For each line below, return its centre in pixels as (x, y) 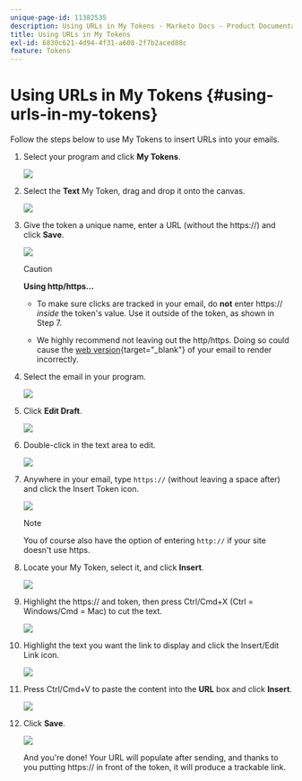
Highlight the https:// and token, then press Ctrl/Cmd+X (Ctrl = (138, 601)
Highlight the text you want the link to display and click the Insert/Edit (151, 645)
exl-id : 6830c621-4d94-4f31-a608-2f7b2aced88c (99, 43)
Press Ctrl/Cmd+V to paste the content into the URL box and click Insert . (157, 689)
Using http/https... (59, 286)
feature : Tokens (40, 51)
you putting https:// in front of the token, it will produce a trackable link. (155, 768)
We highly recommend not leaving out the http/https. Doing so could (163, 340)
